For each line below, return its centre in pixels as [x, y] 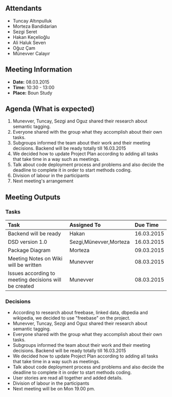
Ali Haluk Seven [29, 43]
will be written [25, 265]
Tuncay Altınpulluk [32, 20]
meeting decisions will [35, 280]
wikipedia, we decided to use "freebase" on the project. [71, 318]
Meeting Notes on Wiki [35, 259]
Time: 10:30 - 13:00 [34, 87]
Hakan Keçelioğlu [31, 37]
